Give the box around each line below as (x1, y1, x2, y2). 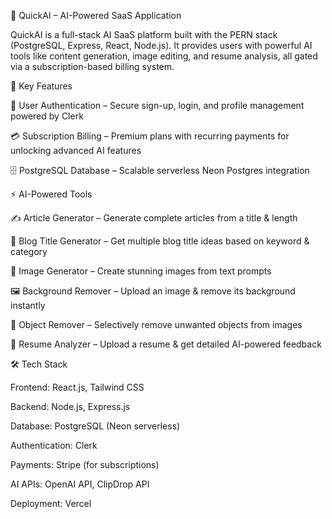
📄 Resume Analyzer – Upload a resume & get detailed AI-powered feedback (10, 338, 322, 350)
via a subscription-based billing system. (10, 61, 175, 72)
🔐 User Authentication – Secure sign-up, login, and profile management (10, 100, 305, 111)
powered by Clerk (10, 110, 84, 122)
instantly (10, 300, 46, 311)
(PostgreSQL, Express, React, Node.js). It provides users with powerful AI (10, 40, 313, 51)
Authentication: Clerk (10, 440, 98, 451)
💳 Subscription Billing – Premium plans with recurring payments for (10, 130, 290, 142)
